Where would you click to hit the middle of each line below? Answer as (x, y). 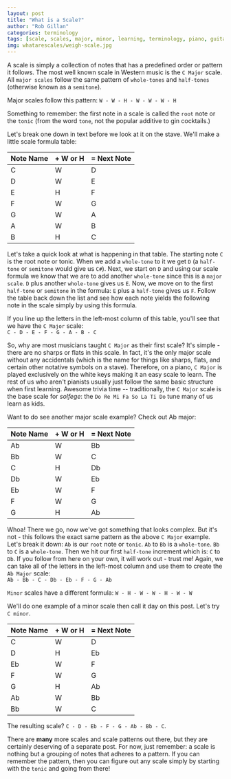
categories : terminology (43, 33)
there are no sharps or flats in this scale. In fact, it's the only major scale (109, 352)
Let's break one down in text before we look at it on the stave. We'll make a (113, 134)
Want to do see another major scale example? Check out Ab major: (102, 417)
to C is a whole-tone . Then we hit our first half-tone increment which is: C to (114, 551)
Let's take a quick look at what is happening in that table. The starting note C (115, 254)
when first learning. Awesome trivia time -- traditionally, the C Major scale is (114, 389)
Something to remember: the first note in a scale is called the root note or (111, 113)
